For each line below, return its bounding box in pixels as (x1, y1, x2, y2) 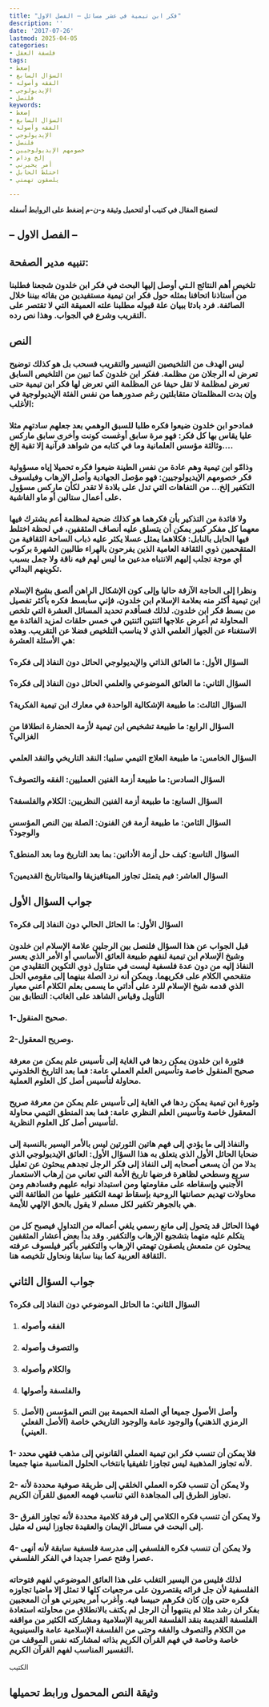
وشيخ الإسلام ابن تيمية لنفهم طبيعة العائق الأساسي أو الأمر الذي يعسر (9, 951, 245, 962)
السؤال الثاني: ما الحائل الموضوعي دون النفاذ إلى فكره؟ (9, 1299, 200, 1310)
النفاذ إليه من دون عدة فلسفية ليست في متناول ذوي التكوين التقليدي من (9, 960, 254, 971)
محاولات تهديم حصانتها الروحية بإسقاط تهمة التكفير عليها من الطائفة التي (9, 1188, 256, 1199)
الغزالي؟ (9, 731, 39, 742)
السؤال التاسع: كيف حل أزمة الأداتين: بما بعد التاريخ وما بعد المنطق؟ (9, 848, 239, 859)
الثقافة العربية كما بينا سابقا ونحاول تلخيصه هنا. (9, 1250, 167, 1261)
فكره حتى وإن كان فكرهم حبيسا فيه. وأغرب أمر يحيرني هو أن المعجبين (9, 1594, 249, 1605)
